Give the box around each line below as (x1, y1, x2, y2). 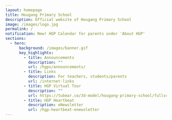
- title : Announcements (24, 55, 74, 60)
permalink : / (5, 27, 33, 32)
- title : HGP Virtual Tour (24, 83, 81, 88)
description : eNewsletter (28, 103, 83, 108)
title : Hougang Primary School (5, 12, 72, 17)
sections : (5, 36, 27, 41)
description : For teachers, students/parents (28, 74, 127, 79)
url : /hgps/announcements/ (28, 64, 86, 69)
